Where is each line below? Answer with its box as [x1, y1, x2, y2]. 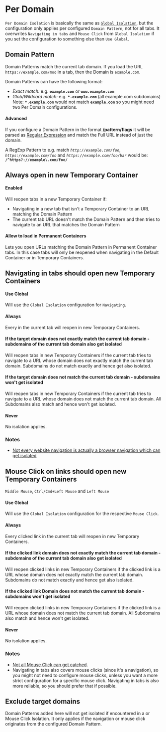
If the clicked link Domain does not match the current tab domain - [5, 588, 145, 594]
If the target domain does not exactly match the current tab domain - [5, 336, 150, 342]
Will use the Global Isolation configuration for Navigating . [5, 302, 126, 308]
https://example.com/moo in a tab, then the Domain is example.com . [5, 69, 141, 75]
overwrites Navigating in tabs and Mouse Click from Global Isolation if [5, 30, 155, 36]
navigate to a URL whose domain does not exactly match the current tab [5, 358, 153, 364]
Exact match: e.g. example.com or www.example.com [12, 88, 114, 94]
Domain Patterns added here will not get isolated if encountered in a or [5, 711, 150, 717]
